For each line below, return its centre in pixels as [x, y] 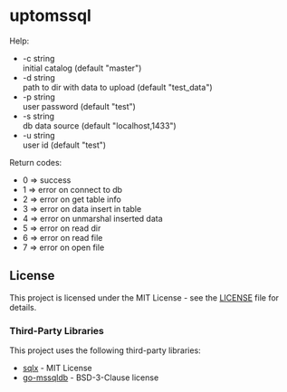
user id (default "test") [64, 145]
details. [23, 307]
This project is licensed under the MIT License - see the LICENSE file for [144, 297]
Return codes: [36, 162]
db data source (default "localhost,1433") [99, 125]
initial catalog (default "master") [82, 68]
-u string [39, 135]
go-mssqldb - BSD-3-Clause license [91, 378]
